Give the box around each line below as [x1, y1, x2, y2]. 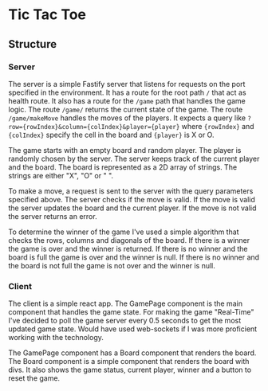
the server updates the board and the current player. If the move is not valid [8, 203, 257, 213]
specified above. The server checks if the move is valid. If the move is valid [8, 194, 255, 204]
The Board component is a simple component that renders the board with [8, 357, 250, 366]
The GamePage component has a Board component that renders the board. [8, 348, 257, 358]
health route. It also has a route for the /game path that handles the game [8, 96, 246, 105]
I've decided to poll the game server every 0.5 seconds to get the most [8, 316, 242, 326]
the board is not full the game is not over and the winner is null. [8, 260, 215, 270]
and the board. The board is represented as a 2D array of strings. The [8, 162, 238, 172]
